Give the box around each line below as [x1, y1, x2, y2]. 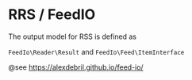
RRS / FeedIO [8, 6, 96, 24]
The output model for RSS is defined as [8, 32, 137, 41]
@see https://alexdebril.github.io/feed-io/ [8, 62, 144, 72]
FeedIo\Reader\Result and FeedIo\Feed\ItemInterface [8, 47, 185, 56]
